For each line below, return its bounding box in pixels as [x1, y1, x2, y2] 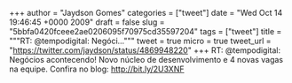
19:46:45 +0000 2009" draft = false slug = [9, 17, 165, 27]
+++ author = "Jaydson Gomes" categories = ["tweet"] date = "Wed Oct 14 [9, 8, 283, 18]
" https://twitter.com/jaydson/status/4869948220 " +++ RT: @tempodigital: [9, 45, 281, 56]
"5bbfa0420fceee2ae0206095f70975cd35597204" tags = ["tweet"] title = [9, 26, 282, 36]
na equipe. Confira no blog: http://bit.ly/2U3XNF [9, 64, 185, 74]
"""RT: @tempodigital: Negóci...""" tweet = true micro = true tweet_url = [9, 35, 272, 46]
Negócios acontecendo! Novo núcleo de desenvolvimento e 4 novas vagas [9, 55, 284, 64]
